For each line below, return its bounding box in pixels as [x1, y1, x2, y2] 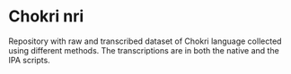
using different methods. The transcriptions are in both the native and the [8, 45, 279, 55]
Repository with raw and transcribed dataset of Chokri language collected [8, 36, 282, 46]
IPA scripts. [8, 54, 50, 65]
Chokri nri [8, 6, 84, 27]
